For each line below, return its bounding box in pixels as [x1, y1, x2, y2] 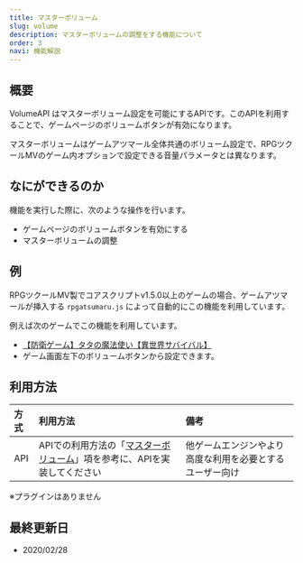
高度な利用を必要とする [185, 453, 285, 466]
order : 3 [9, 38, 42, 48]
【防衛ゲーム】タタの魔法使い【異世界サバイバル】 [22, 339, 212, 350]
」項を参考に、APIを [74, 453, 161, 466]
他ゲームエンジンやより [185, 439, 285, 452]
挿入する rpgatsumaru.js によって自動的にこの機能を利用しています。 [32, 300, 290, 311]
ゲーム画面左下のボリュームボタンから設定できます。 [22, 350, 219, 361]
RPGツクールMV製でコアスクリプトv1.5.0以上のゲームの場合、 [9, 290, 242, 300]
